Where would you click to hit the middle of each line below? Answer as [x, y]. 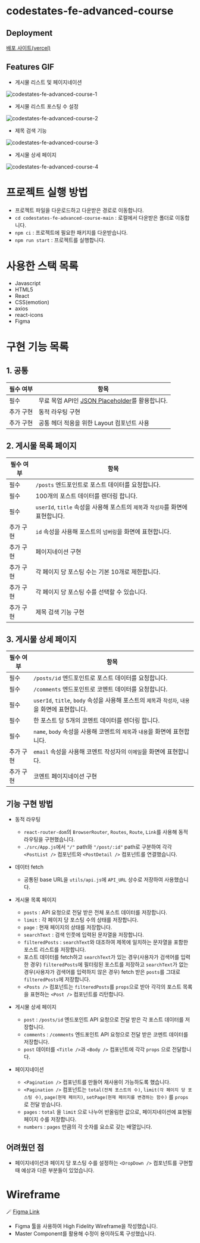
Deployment [29, 33]
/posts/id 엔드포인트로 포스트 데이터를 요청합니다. [101, 678]
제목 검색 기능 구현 [60, 612]
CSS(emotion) [32, 302]
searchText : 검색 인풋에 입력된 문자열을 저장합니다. [84, 935]
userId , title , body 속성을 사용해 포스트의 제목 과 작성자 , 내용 [112, 700]
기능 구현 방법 [30, 804]
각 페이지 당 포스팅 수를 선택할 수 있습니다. [91, 592]
